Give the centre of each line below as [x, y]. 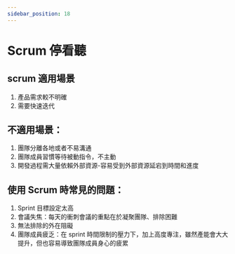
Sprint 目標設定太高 [45, 208]
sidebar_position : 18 [39, 14]
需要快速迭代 [36, 105]
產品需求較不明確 [42, 97]
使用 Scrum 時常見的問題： [66, 190]
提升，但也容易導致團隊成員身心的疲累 [73, 243]
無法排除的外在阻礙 [45, 226]
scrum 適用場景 [41, 79]
